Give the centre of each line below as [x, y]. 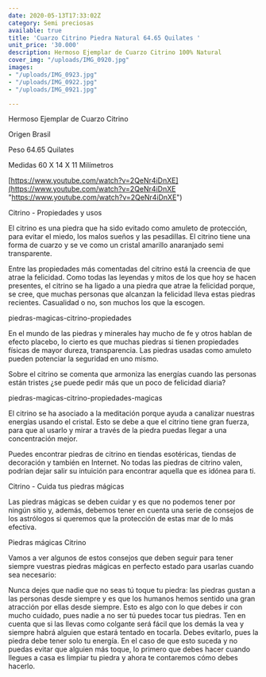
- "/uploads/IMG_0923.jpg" [53, 75]
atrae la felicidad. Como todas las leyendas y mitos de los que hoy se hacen [132, 277]
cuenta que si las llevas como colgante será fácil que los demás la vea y [126, 624]
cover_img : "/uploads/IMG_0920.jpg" [69, 60]
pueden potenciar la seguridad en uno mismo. [83, 359]
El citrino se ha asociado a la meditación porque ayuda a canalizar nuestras [132, 413]
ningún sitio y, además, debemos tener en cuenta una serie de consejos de [131, 510]
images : [21, 68]
